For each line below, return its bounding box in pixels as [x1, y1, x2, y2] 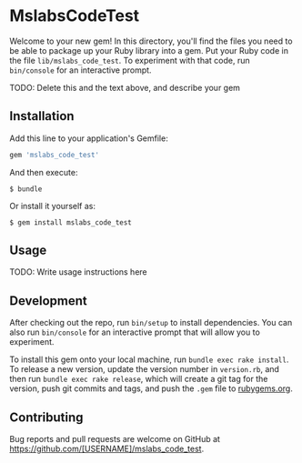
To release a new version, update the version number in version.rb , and [9, 364, 280, 375]
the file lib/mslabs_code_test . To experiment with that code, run [9, 55, 250, 65]
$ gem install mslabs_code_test [9, 217, 132, 227]
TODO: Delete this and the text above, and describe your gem [9, 82, 241, 93]
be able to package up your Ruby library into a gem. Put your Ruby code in [9, 45, 289, 55]
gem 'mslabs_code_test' [9, 150, 100, 159]
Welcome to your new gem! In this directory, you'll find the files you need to [9, 35, 293, 46]
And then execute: [9, 166, 78, 177]
